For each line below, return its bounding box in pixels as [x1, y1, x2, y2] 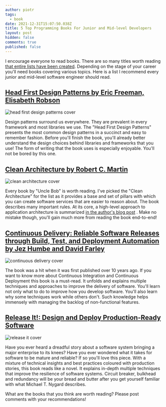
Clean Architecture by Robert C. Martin [5, 165, 128, 173]
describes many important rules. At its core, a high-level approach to [5, 204, 146, 210]
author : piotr [5, 7, 35, 12]
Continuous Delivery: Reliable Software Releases [5, 229, 160, 237]
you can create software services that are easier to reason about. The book [5, 199, 160, 205]
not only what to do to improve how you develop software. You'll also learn [5, 288, 158, 294]
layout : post [5, 30, 32, 35]
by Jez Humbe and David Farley [5, 245, 105, 253]
